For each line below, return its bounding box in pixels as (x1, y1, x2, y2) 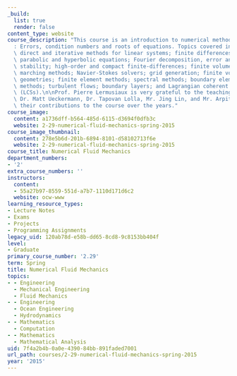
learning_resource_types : (7, 200, 83, 208)
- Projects (7, 220, 39, 227)
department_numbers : (7, 154, 68, 162)
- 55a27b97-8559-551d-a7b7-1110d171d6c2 (13, 188, 134, 195)
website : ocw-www (13, 194, 65, 201)
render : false (13, 23, 55, 30)
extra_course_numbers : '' (7, 167, 83, 175)
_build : (7, 10, 30, 18)
